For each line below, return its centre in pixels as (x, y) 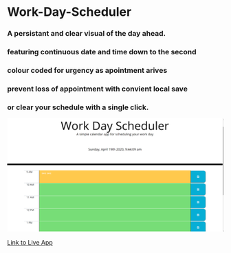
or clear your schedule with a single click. (78, 107)
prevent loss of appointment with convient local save (97, 89)
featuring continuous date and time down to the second (102, 52)
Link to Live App (30, 243)
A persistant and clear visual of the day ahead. (87, 34)
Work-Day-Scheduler (69, 12)
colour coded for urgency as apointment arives (87, 70)
